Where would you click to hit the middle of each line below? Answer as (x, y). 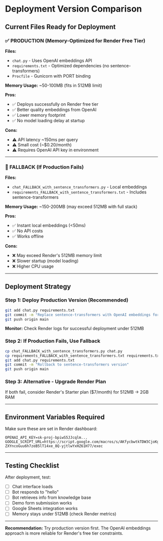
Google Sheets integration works (45, 509)
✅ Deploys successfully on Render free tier (55, 104)
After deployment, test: (28, 477)
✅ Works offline (28, 237)
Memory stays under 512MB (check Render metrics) (64, 514)
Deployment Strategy (38, 286)
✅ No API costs (27, 231)
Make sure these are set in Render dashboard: (51, 429)
